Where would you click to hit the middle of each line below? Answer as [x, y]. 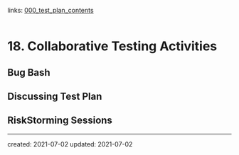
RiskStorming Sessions [60, 121]
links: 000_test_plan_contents [51, 10]
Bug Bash [29, 73]
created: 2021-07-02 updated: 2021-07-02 [70, 144]
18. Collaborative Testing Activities [112, 46]
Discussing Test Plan [55, 96]
